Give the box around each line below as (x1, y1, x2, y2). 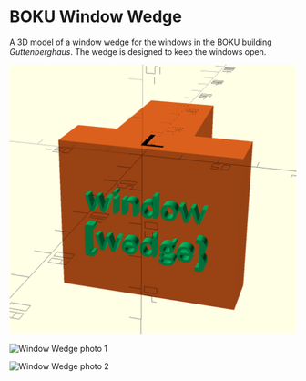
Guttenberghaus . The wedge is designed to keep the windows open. (9, 46, 267, 57)
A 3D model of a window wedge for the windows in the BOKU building (9, 36, 272, 47)
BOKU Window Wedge (9, 6, 182, 27)
